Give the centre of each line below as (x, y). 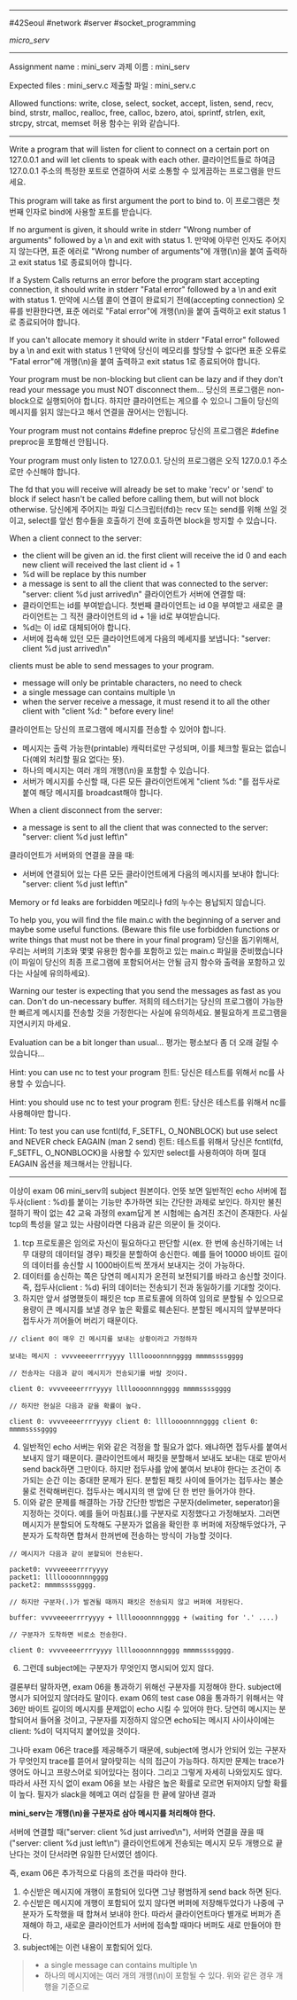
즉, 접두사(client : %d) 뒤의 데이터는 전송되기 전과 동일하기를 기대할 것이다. (151, 1287)
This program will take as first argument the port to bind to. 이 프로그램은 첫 (145, 201)
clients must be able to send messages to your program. (112, 665)
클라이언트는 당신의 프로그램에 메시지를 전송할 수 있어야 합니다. (118, 729)
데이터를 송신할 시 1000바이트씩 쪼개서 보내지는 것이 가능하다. (138, 1265)
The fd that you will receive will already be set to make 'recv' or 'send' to (141, 489)
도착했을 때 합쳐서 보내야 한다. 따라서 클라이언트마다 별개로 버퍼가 (159, 1914)
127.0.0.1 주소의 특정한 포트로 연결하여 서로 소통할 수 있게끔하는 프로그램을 (137, 171)
